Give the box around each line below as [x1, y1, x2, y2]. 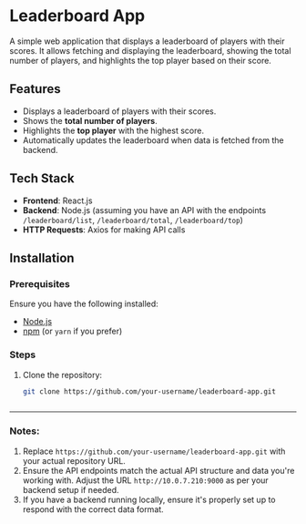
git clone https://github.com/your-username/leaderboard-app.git [22, 386, 276, 396]
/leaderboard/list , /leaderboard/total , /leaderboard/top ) [22, 214, 243, 225]
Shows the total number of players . [22, 115, 158, 126]
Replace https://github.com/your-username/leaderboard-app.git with [22, 446, 286, 457]
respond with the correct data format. [22, 503, 164, 515]
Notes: [9, 425, 40, 437]
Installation [9, 250, 75, 265]
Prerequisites [9, 277, 70, 290]
